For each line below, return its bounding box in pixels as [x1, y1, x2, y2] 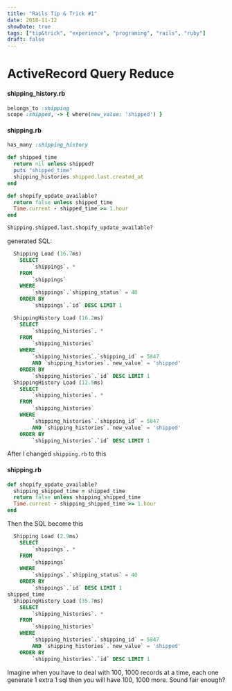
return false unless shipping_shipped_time [13, 494, 141, 501]
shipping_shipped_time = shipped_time [13, 488, 126, 494]
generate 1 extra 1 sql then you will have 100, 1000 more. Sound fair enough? [7, 675, 226, 684]
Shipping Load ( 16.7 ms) [13, 251, 82, 258]
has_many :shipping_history [7, 142, 89, 149]
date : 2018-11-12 [7, 17, 57, 24]
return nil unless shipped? [13, 160, 95, 167]
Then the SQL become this [7, 519, 84, 528]
